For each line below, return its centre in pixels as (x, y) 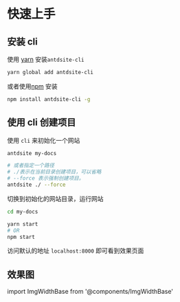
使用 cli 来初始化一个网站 (44, 140)
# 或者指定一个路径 (31, 165)
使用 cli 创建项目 (42, 123)
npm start (21, 237)
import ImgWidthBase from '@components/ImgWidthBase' (90, 292)
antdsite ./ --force (37, 185)
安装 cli (22, 42)
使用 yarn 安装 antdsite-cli (46, 59)
